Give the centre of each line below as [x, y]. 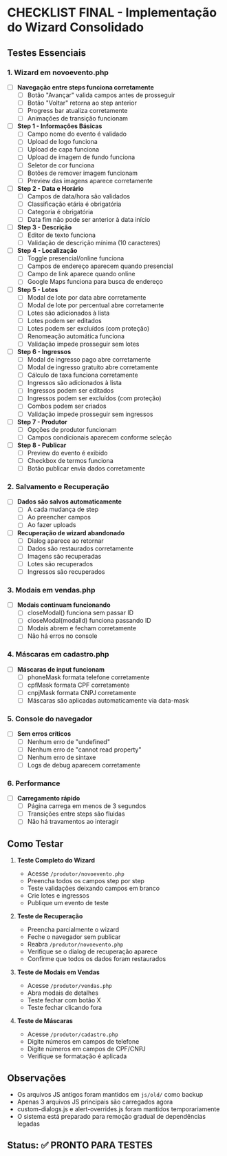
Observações [37, 1078]
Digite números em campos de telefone [83, 1042]
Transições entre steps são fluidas [76, 814]
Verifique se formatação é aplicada [77, 1056]
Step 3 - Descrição [44, 227]
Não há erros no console [62, 636]
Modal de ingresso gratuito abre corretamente [93, 367]
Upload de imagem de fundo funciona [81, 157]
